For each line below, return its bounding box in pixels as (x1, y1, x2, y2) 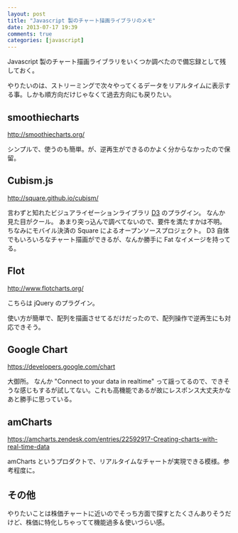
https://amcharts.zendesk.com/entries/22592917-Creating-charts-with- (7, 435, 218, 443)
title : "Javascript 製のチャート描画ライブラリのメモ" (7, 17, 156, 24)
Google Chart (7, 343, 68, 356)
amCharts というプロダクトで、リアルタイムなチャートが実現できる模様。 (7, 457, 224, 466)
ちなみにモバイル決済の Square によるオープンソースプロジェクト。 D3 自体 (7, 226, 229, 235)
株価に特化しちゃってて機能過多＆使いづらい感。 (26, 518, 169, 527)
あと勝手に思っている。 (7, 395, 76, 403)
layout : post (7, 10, 46, 18)
